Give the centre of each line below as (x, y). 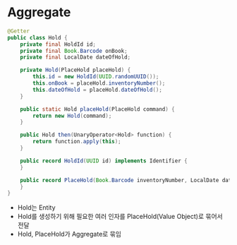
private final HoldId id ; (58, 44)
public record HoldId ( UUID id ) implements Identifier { (104, 161)
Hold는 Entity (36, 208)
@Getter (19, 31)
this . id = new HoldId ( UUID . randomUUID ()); (96, 77)
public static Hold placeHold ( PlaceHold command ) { (97, 109)
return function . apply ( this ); (77, 142)
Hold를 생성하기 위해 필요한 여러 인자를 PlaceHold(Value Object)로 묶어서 (120, 217)
